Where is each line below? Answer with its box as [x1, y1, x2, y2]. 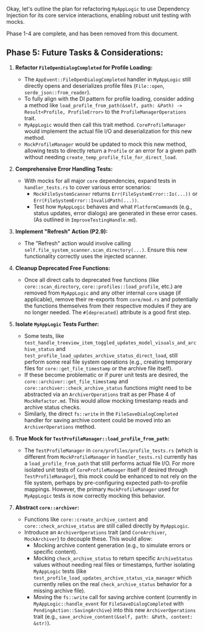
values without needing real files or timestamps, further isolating [33, 561, 195, 568]
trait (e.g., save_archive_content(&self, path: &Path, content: [33, 612, 193, 620]
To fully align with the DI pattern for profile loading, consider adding [24, 95, 194, 102]
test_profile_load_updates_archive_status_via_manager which [33, 573, 192, 581]
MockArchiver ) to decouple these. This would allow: [24, 535, 153, 542]
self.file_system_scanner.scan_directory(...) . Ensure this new [24, 246, 188, 253]
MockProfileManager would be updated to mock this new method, [24, 140, 187, 148]
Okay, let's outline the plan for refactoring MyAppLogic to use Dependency [6, 5, 190, 12]
